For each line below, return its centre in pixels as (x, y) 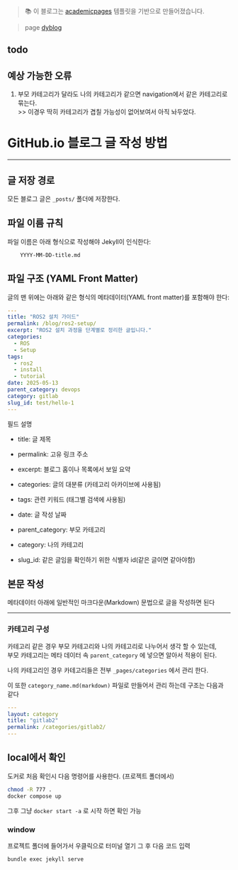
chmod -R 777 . (30, 789)
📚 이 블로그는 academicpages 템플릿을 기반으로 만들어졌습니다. (114, 11)
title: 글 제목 (34, 439)
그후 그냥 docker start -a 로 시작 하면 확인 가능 (74, 810)
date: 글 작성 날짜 (42, 514)
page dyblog (43, 27)
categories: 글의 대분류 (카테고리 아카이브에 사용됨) (89, 484)
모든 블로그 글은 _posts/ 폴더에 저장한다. (64, 199)
